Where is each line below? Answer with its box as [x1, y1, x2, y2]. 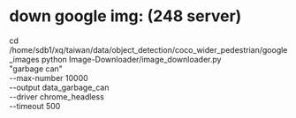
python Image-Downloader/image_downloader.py [41, 54, 222, 64]
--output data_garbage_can [9, 82, 110, 92]
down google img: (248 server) [9, 6, 242, 26]
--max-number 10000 [9, 72, 88, 83]
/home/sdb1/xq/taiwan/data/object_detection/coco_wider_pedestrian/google [9, 44, 288, 55]
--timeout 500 [9, 100, 61, 111]
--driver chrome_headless [9, 91, 104, 102]
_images [9, 54, 40, 64]
